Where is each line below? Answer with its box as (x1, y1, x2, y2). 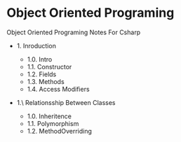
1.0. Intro (27, 55, 53, 64)
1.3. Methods (27, 77, 65, 85)
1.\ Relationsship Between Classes (16, 98, 116, 106)
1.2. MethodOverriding (27, 127, 93, 135)
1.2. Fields (27, 70, 57, 78)
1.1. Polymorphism (27, 119, 79, 127)
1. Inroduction (16, 41, 57, 50)
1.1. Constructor (27, 62, 72, 71)
